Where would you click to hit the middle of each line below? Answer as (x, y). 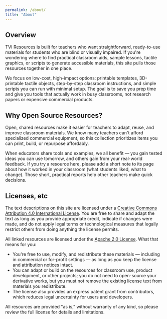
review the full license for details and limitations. (55, 312)
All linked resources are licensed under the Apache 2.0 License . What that (82, 239)
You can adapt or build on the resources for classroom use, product (82, 270)
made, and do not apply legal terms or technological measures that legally (82, 224)
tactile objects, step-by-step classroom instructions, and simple (91, 84)
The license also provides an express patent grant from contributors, (83, 291)
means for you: (21, 244)
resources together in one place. (39, 68)
